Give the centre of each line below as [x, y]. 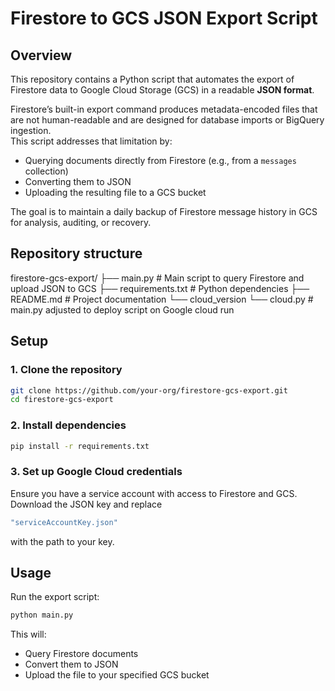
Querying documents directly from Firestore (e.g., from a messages [160, 160]
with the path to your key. [62, 541]
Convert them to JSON [71, 664]
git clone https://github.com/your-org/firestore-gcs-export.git [149, 390]
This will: [28, 634]
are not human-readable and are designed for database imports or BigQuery [167, 120]
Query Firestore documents [81, 654]
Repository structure [76, 253]
